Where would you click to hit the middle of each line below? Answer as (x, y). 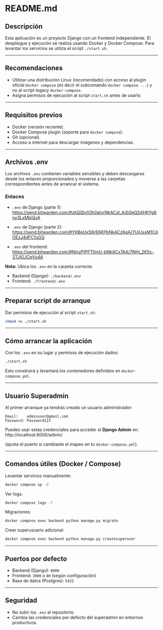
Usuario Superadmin (37, 396)
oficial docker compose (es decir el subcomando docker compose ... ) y (82, 85)
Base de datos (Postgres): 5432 (43, 581)
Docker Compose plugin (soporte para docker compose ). (68, 132)
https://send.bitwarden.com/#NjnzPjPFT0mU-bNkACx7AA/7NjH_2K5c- (83, 252)
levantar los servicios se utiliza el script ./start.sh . (56, 48)
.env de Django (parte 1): (37, 207)
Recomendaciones (34, 68)
